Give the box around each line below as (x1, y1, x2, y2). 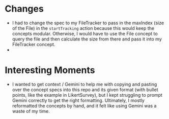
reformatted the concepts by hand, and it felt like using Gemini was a (12, 102, 157, 109)
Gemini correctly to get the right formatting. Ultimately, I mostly (12, 97, 145, 103)
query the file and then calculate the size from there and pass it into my (12, 36, 162, 42)
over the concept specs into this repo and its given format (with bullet (12, 87, 158, 93)
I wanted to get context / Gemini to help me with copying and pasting (12, 81, 157, 87)
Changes (5, 3, 44, 15)
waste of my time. (12, 108, 50, 114)
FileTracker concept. (12, 41, 55, 47)
